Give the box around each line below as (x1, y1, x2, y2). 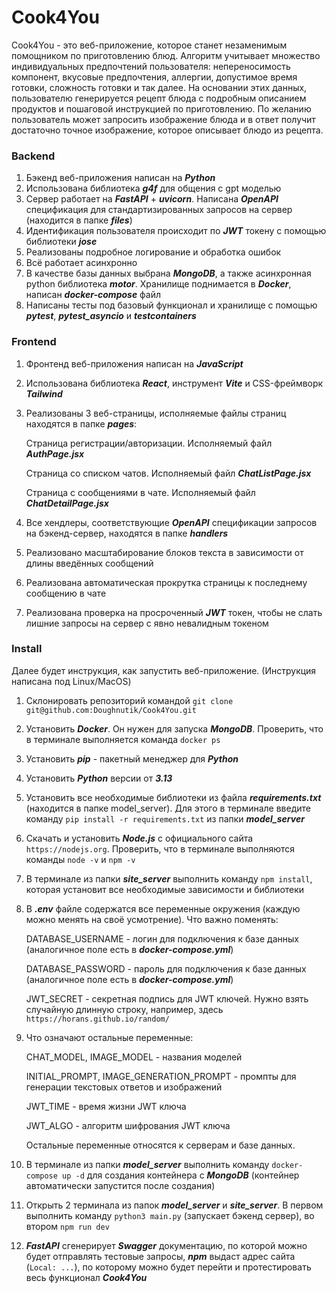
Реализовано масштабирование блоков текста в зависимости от (25, 546, 304, 558)
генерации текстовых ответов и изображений (25, 1081, 223, 1093)
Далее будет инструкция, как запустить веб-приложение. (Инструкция (11, 664, 317, 676)
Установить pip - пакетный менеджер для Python (25, 752, 239, 765)
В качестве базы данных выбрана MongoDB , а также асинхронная (25, 267, 312, 280)
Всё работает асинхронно (25, 257, 138, 269)
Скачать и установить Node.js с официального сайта (25, 832, 254, 844)
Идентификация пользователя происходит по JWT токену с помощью (25, 225, 327, 237)
